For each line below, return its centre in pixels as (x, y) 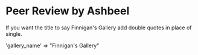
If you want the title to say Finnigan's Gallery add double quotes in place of (99, 27)
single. (14, 33)
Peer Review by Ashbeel (68, 11)
